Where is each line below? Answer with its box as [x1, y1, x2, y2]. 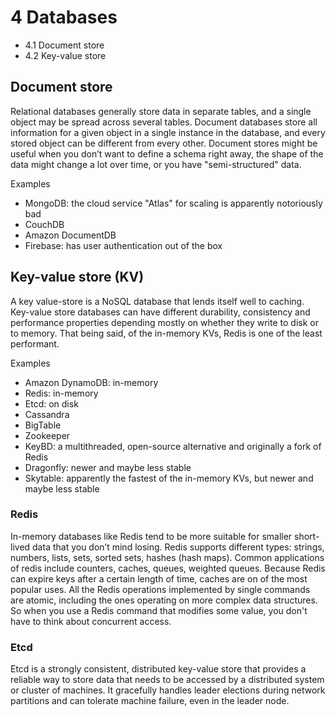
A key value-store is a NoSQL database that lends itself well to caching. [10, 295, 305, 307]
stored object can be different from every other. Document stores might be [10, 137, 318, 149]
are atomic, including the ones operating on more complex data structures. [10, 594, 318, 606]
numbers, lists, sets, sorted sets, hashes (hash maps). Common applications [10, 551, 325, 563]
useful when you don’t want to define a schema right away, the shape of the [10, 147, 324, 160]
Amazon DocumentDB [24, 229, 117, 241]
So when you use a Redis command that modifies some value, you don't [10, 604, 308, 616]
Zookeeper [24, 429, 71, 441]
